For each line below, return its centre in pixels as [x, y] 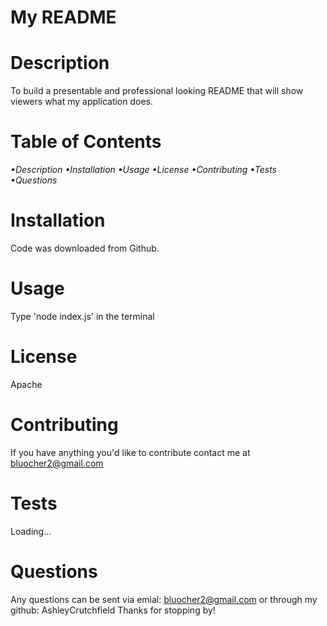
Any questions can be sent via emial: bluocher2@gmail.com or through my [164, 599]
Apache [26, 384]
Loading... [31, 531]
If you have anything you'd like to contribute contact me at [130, 452]
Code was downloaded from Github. [85, 248]
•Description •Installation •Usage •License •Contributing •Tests [143, 170]
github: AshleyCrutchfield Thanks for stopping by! [113, 610]
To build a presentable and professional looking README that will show [157, 91]
